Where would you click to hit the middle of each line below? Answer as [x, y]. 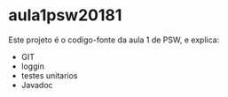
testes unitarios [49, 75]
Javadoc [37, 85]
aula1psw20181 [65, 15]
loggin [33, 66]
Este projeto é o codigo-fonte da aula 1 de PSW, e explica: [114, 40]
